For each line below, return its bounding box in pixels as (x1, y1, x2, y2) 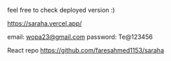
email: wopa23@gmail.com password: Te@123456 (7, 33, 154, 41)
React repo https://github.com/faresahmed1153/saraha (7, 46, 164, 54)
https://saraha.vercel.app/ (7, 19, 82, 27)
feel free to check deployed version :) (7, 6, 115, 14)
